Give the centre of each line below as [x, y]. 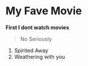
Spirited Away [31, 50]
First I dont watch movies [37, 27]
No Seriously [36, 39]
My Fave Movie [44, 11]
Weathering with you [40, 56]
